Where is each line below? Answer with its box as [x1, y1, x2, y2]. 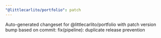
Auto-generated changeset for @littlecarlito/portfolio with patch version [5, 21, 156, 27]
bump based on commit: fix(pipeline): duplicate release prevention [5, 26, 146, 33]
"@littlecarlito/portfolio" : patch [5, 7, 81, 13]
